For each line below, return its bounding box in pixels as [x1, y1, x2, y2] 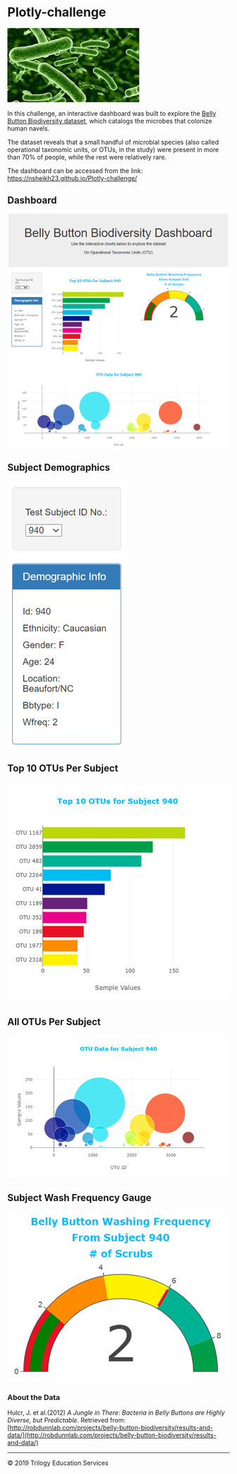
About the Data [7, 1392, 61, 1402]
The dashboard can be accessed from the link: [7, 167, 143, 175]
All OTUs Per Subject [7, 1016, 101, 1027]
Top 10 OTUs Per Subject [7, 763, 119, 775]
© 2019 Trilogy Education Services [7, 1458, 109, 1468]
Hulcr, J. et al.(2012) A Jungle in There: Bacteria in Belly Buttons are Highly [7, 1408, 226, 1417]
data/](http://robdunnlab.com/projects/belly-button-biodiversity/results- [7, 1431, 217, 1439]
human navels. [7, 124, 50, 133]
